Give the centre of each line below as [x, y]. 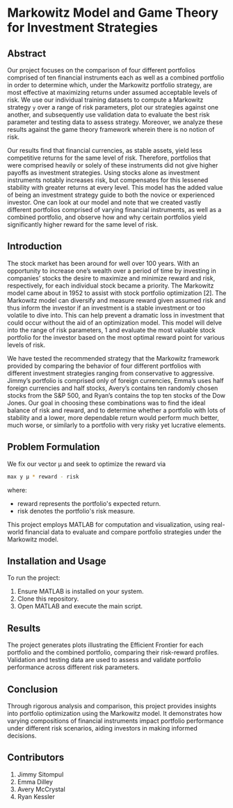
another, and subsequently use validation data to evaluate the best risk [109, 114]
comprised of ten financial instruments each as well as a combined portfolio [116, 77]
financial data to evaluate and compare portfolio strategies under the [123, 532]
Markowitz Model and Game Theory [113, 13]
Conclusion [33, 689]
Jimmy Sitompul [40, 774]
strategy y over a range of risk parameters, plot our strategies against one [113, 107]
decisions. [22, 735]
